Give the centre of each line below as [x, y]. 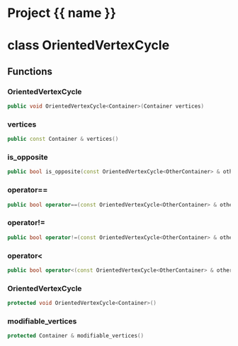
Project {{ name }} [62, 13]
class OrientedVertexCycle [89, 46]
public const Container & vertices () [63, 139]
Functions [30, 71]
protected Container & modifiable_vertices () [75, 336]
